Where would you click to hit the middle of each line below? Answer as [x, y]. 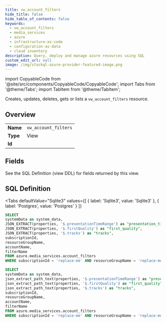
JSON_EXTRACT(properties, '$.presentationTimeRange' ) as [65, 224]
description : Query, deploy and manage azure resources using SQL [75, 56]
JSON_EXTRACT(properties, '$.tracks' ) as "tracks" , [59, 233]
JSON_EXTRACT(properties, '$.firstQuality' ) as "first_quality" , [74, 229]
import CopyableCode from [33, 79]
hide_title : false [24, 14]
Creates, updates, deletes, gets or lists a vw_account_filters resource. [77, 99]
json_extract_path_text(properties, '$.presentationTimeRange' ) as [76, 279]
